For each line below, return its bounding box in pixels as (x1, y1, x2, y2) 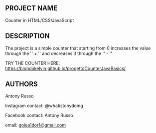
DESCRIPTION (5, 32, 50, 40)
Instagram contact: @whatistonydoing (5, 102, 83, 109)
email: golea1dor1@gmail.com (5, 122, 66, 128)
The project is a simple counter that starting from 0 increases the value (5, 45, 151, 51)
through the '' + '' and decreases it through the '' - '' (5, 50, 112, 56)
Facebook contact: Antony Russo (5, 112, 73, 118)
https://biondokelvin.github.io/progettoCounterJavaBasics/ (5, 65, 126, 71)
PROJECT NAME (5, 4, 58, 12)
